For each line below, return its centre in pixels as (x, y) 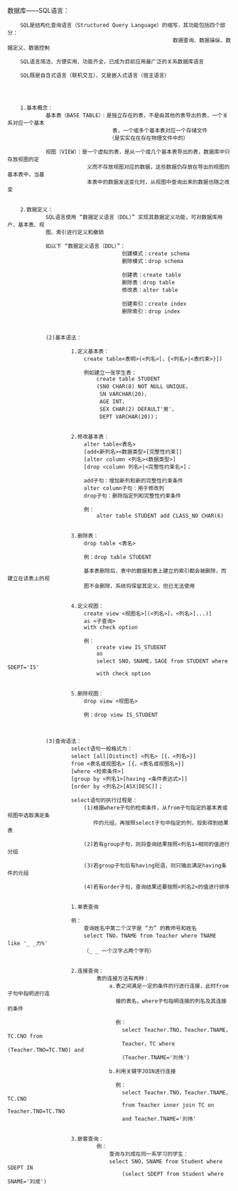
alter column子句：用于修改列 (124, 488)
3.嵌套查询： (87, 1139)
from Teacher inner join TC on (168, 1105)
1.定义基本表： (90, 351)
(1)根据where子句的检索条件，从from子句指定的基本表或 (156, 808)
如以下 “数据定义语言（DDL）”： (85, 246)
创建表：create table (152, 275)
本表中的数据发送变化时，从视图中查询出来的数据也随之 (156, 182)
